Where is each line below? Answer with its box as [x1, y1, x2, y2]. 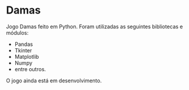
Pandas [14, 41, 33, 48]
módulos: [6, 29, 29, 36]
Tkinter [14, 46, 32, 54]
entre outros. [14, 65, 46, 72]
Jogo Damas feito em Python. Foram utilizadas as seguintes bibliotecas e [6, 23, 183, 30]
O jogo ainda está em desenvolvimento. [6, 77, 102, 84]
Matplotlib [14, 53, 39, 60]
